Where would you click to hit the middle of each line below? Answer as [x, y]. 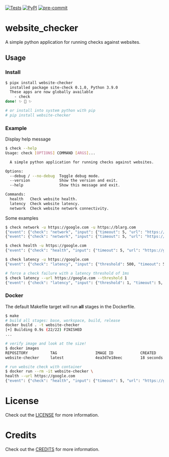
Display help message [28, 139]
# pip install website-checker [38, 115]
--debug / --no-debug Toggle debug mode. [55, 176]
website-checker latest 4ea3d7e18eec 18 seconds [84, 358]
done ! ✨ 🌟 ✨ [19, 102]
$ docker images [22, 348]
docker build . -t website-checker [43, 325]
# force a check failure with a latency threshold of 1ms [67, 273]
